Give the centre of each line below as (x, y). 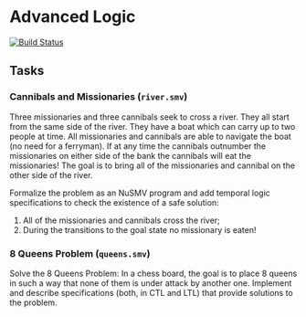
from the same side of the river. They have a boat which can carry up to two (153, 126)
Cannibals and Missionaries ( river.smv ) (99, 97)
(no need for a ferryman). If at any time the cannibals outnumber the (138, 146)
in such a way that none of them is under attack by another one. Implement (151, 283)
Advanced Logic (73, 17)
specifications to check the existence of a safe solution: (114, 202)
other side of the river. (51, 174)
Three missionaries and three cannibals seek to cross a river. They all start (149, 117)
